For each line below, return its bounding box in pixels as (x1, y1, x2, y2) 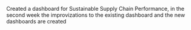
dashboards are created (6, 18, 67, 25)
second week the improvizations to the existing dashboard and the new (6, 11, 186, 19)
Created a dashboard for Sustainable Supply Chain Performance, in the (6, 5, 185, 12)
